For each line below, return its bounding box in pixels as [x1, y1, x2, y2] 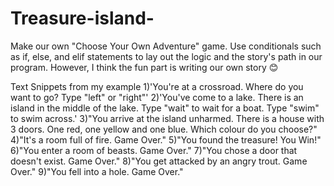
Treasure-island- [10, 7, 155, 30]
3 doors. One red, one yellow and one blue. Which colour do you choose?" [10, 123, 318, 135]
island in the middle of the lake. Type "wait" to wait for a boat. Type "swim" [10, 102, 320, 114]
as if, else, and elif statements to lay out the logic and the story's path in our [10, 50, 323, 62]
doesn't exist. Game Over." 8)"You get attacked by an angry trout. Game [10, 155, 308, 167]
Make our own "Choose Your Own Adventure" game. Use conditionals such [10, 40, 322, 52]
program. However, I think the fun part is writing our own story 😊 [10, 61, 279, 73]
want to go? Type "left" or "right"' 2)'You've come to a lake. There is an [10, 91, 304, 103]
